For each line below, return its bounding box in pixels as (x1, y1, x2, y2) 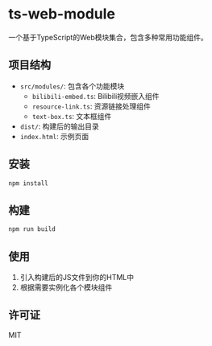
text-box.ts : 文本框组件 (31, 111, 112, 121)
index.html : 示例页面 (19, 131, 89, 141)
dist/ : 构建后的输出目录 (19, 122, 99, 131)
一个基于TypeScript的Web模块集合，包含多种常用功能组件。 (8, 32, 208, 42)
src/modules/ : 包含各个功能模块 (19, 81, 125, 91)
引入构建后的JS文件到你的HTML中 (19, 272, 135, 282)
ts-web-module (8, 5, 115, 23)
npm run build (8, 225, 56, 233)
